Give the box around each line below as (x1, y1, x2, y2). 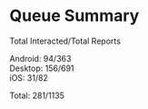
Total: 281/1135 (9, 90, 65, 101)
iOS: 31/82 (9, 72, 48, 83)
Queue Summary (9, 5, 140, 26)
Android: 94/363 (9, 53, 72, 64)
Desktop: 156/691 (9, 63, 74, 74)
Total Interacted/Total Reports (9, 35, 121, 46)
